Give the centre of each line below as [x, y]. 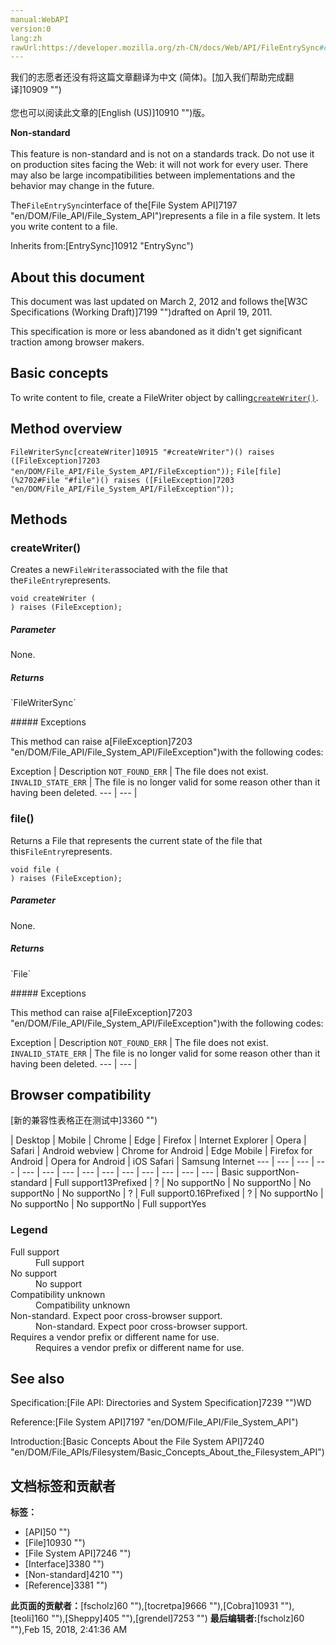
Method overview [66, 429]
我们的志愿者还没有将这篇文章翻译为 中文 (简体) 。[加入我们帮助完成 [148, 77]
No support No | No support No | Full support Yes [108, 1204]
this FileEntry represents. [61, 851]
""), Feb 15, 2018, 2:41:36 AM [69, 1630]
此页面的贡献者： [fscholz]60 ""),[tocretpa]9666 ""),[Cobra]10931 [144, 1606]
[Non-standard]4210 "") [74, 1575]
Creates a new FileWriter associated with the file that [119, 570]
